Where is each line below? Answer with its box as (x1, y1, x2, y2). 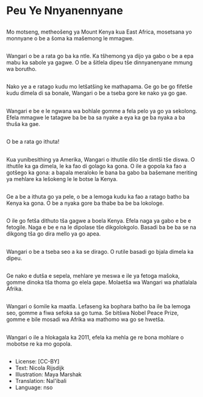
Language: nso (15, 384, 53, 391)
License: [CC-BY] (15, 358, 60, 365)
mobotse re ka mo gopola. (6, 340, 73, 347)
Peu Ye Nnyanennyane (6, 4, 123, 18)
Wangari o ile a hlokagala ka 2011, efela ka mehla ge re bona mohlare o (6, 333, 184, 341)
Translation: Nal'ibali (15, 377, 67, 385)
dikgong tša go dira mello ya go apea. (6, 230, 101, 237)
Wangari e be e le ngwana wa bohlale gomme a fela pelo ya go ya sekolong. (6, 107, 198, 114)
